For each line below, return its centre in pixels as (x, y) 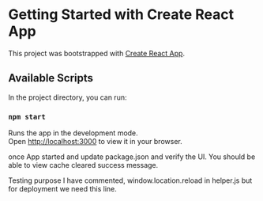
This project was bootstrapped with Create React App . (97, 53)
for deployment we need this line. (62, 189)
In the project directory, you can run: (68, 97)
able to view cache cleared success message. (83, 165)
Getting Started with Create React (121, 15)
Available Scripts (51, 78)
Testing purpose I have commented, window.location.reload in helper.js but (130, 180)
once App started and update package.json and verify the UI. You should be (132, 157)
